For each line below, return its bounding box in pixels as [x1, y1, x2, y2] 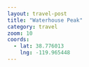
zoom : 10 [7, 29, 33, 37]
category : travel [7, 23, 58, 30]
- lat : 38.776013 [13, 43, 64, 50]
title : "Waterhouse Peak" [7, 17, 83, 24]
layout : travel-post [7, 10, 68, 17]
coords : [7, 36, 30, 43]
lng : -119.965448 [20, 50, 71, 57]
